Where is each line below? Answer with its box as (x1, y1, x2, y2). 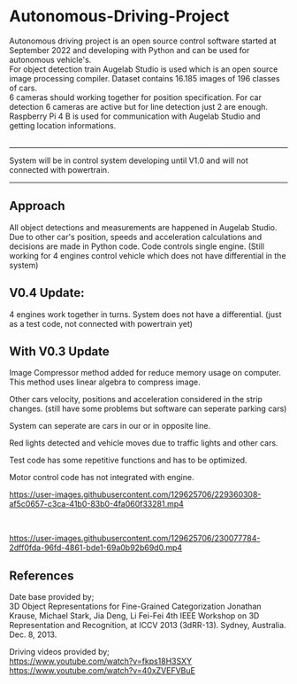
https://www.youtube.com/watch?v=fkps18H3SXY (9, 656, 193, 666)
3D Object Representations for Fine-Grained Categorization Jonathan (9, 601, 263, 612)
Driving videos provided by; (9, 647, 110, 657)
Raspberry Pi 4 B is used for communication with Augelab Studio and (9, 111, 261, 121)
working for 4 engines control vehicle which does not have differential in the (9, 250, 286, 260)
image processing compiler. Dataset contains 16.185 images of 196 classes (9, 73, 280, 83)
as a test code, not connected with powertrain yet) (9, 318, 193, 329)
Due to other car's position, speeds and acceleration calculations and (9, 231, 263, 242)
